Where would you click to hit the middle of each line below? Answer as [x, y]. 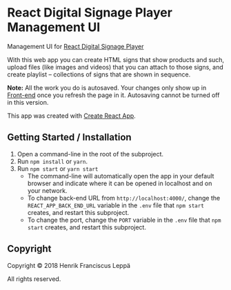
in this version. [28, 102]
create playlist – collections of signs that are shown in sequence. [99, 74]
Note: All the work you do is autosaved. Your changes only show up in [107, 87]
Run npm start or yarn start [58, 168]
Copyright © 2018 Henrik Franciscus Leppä [69, 265]
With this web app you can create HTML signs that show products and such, [116, 59]
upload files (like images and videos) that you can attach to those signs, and [115, 67]
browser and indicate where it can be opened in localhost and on [120, 183]
